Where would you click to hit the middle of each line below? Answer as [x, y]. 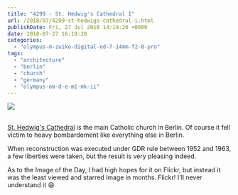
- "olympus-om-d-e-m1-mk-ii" [57, 87]
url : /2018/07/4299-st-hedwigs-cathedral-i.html [81, 21]
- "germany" [32, 80]
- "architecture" [39, 60]
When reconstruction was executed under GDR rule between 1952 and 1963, [119, 149]
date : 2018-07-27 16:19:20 [47, 34]
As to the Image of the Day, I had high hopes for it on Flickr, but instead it [114, 170]
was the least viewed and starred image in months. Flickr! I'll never [105, 177]
